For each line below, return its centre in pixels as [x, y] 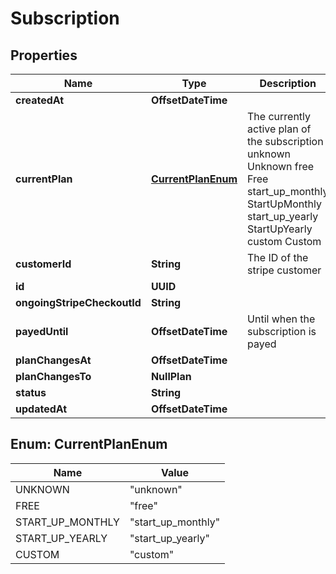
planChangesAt [53, 360]
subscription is [282, 331]
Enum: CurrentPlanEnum [89, 444]
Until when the [281, 319]
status [31, 392]
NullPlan [171, 376]
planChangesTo [53, 376]
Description [288, 83]
